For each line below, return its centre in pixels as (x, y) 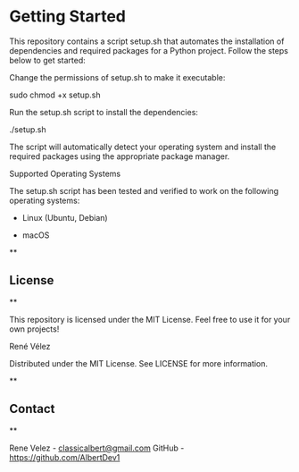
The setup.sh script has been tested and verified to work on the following (144, 190)
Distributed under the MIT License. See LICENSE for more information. (139, 363)
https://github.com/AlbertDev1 (65, 457)
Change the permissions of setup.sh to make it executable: (117, 77)
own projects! (34, 329)
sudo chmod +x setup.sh (55, 95)
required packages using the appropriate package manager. (120, 156)
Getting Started (68, 17)
